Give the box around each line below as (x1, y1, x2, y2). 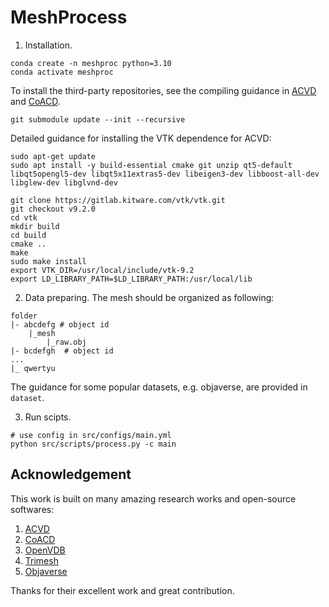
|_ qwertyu (10, 363, 56, 373)
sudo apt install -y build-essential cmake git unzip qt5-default (10, 160, 293, 170)
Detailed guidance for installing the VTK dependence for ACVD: (10, 132, 272, 144)
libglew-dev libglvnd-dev (10, 177, 118, 188)
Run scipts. (24, 411, 72, 423)
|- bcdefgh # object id (10, 346, 114, 356)
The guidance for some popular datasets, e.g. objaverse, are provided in (10, 381, 308, 393)
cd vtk (10, 212, 38, 223)
